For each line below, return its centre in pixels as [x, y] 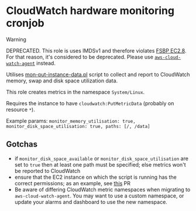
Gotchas [22, 144]
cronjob [25, 23]
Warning [16, 39]
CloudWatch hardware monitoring [90, 11]
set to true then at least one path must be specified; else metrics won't [100, 164]
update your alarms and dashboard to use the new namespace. [91, 202]
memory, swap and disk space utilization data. [62, 81]
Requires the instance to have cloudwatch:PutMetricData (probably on [90, 103]
